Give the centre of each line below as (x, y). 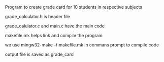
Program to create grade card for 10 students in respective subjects (74, 7)
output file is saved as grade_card (39, 54)
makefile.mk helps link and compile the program (54, 35)
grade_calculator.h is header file (38, 16)
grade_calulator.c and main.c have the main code (55, 26)
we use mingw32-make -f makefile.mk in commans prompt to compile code (82, 45)
